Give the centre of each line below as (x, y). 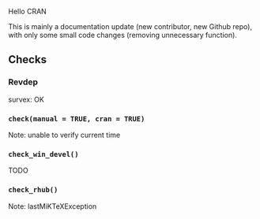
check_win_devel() (43, 154)
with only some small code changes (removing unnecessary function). (122, 35)
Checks (28, 59)
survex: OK (26, 99)
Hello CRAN (28, 11)
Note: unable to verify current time (64, 135)
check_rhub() (33, 190)
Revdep (23, 82)
